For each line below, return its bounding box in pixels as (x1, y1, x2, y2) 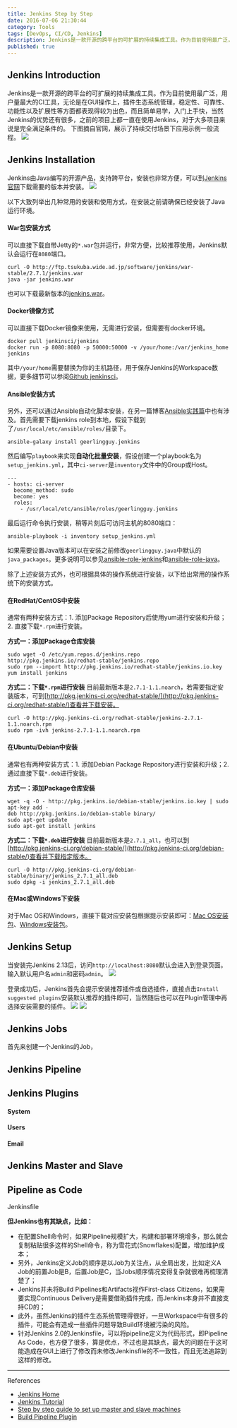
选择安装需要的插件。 (7, 1002, 69, 1010)
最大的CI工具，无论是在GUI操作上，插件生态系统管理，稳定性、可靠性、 (19, 97, 229, 106)
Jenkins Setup (7, 941, 72, 953)
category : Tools (7, 23, 55, 30)
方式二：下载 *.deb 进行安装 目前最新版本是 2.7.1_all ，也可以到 (7, 836, 190, 844)
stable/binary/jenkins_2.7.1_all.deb (7, 872, 119, 880)
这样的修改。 (17, 1356, 55, 1364)
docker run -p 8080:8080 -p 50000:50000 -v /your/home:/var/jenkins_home (7, 344, 229, 352)
